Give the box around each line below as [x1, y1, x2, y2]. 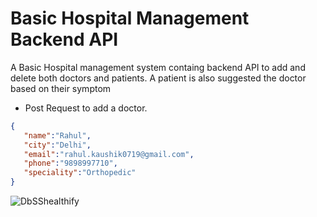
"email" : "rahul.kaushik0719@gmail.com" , [23, 149, 195, 159]
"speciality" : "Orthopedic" [23, 168, 137, 178]
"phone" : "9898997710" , [23, 158, 118, 169]
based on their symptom [10, 82, 112, 94]
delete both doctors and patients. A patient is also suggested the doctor [10, 72, 307, 84]
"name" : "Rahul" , [23, 130, 92, 141]
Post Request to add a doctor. [24, 102, 148, 114]
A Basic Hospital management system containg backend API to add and [10, 61, 306, 73]
